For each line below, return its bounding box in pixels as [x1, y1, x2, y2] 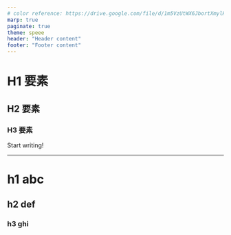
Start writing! [7, 141, 44, 149]
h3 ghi [7, 219, 29, 229]
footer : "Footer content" [7, 42, 81, 49]
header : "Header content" [7, 36, 81, 42]
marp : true [7, 16, 38, 23]
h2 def [7, 199, 36, 210]
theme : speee [7, 29, 45, 36]
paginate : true [7, 23, 51, 29]
